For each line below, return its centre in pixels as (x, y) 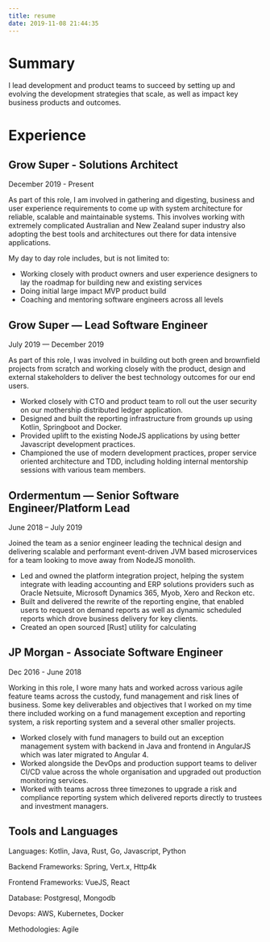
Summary (42, 63)
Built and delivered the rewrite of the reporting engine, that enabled (132, 602)
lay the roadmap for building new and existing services (111, 282)
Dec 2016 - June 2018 (45, 672)
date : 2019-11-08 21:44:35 (54, 23)
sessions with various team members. (83, 470)
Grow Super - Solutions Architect (93, 165)
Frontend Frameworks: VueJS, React (69, 882)
